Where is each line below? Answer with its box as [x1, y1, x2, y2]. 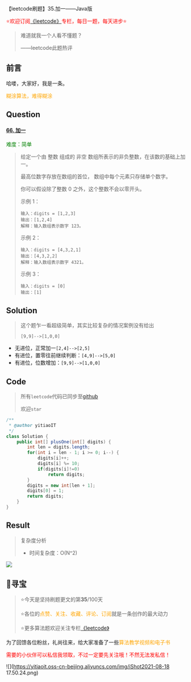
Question [6, 110, 40, 120]
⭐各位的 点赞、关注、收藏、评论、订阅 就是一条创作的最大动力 [20, 610, 168, 617]
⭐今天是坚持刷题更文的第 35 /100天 [20, 596, 103, 603]
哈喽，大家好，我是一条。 [6, 80, 68, 87]
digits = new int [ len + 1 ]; [27, 483, 95, 488]
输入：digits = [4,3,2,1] [20, 247, 81, 253]
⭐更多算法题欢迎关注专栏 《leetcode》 [20, 624, 110, 632]
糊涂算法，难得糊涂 [6, 92, 53, 99]
